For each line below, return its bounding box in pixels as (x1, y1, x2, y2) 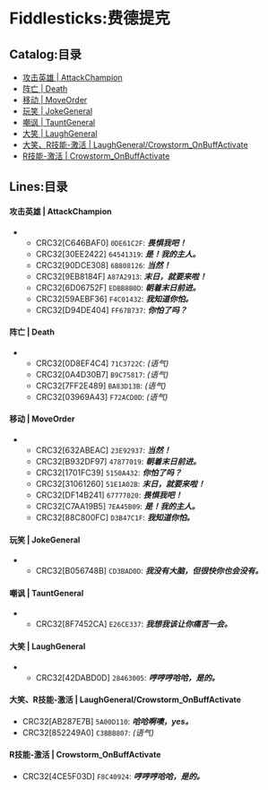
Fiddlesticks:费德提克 (9, 8, 170, 29)
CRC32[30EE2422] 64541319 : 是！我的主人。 (35, 248, 201, 259)
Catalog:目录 (9, 47, 82, 62)
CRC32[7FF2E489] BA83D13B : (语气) (35, 380, 167, 391)
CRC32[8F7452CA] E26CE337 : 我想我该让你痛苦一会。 (35, 619, 233, 629)
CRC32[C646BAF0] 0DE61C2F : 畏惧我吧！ (35, 237, 187, 247)
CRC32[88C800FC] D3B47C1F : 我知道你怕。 (35, 512, 195, 523)
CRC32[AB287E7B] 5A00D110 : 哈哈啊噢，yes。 (22, 716, 194, 726)
